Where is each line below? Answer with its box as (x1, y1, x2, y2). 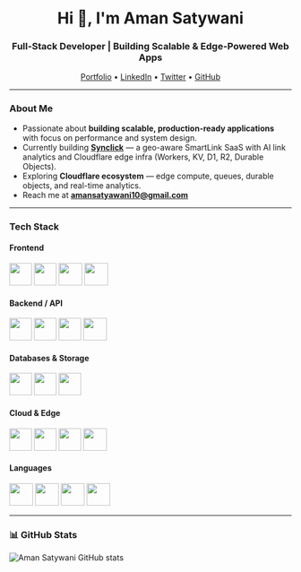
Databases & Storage (9, 352, 90, 363)
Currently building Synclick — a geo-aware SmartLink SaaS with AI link (21, 142, 287, 152)
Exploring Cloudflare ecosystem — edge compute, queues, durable (21, 170, 275, 181)
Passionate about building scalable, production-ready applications (21, 123, 275, 134)
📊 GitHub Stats (9, 528, 78, 541)
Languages (9, 463, 52, 473)
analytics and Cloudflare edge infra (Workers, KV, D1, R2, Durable (21, 152, 264, 162)
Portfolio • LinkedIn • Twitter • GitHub (80, 72, 221, 82)
